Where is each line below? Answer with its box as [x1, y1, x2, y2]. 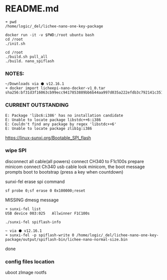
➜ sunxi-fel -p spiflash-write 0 [5, 232, 75, 238]
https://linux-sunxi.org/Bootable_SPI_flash [5, 135, 91, 141]
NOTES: [5, 70, 25, 77]
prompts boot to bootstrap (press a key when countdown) [5, 169, 124, 175]
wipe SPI [5, 147, 27, 154]
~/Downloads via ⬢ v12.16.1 [5, 82, 65, 87]
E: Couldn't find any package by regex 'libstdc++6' [5, 121, 117, 127]
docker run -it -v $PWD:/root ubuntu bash [5, 32, 94, 37]
